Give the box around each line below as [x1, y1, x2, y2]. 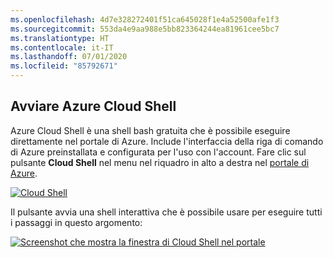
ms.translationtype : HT [10, 33, 110, 43]
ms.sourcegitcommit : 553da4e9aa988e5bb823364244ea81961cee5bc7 [10, 24, 280, 34]
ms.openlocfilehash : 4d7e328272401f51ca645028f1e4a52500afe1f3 [10, 14, 280, 25]
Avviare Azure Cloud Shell [10, 98, 177, 115]
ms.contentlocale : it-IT [10, 42, 114, 53]
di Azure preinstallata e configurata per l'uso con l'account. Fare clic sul [10, 146, 307, 158]
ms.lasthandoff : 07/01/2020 [10, 52, 128, 62]
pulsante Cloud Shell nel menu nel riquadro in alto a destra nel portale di [10, 156, 310, 168]
